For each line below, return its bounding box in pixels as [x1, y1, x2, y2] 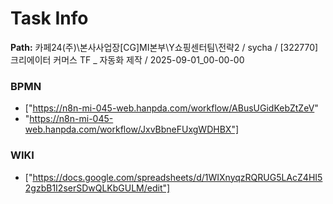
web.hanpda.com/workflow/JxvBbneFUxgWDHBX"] [24, 123, 240, 136]
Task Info [10, 7, 89, 30]
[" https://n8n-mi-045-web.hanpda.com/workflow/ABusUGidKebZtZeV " [24, 102, 319, 114]
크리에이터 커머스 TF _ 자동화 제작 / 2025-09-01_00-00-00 [10, 53, 245, 66]
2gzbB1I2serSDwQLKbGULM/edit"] [24, 182, 171, 194]
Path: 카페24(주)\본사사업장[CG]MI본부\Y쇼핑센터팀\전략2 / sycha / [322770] [10, 41, 319, 53]
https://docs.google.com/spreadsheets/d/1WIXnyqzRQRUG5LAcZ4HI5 [32, 171, 323, 183]
